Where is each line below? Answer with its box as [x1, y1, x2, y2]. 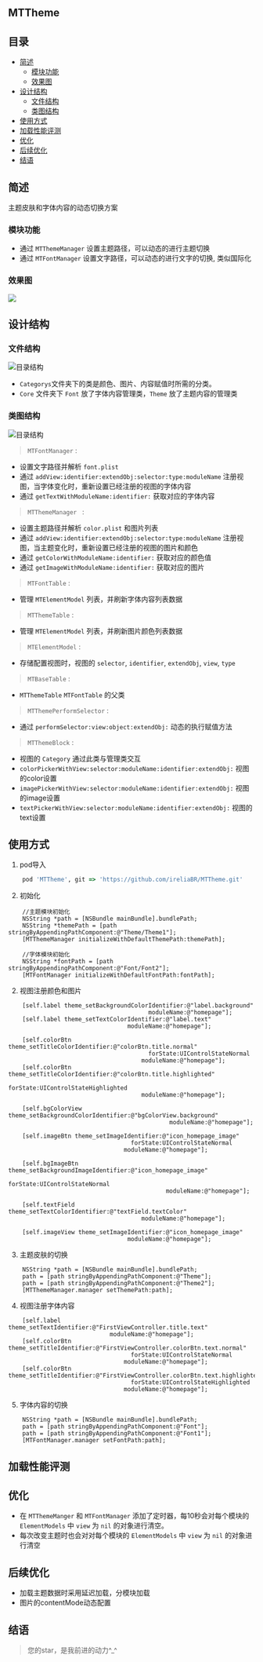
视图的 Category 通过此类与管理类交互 [19, 754, 141, 763]
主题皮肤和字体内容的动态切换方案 [8, 203, 118, 213]
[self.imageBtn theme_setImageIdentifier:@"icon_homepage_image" [22, 1132, 240, 1141]
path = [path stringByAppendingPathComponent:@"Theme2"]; [22, 1280, 215, 1288]
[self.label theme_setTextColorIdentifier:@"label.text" [22, 1016, 212, 1024]
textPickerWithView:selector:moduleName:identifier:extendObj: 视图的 [19, 802, 253, 812]
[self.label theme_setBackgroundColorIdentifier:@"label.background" [22, 1002, 254, 1010]
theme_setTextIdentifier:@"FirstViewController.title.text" [8, 1324, 209, 1331]
